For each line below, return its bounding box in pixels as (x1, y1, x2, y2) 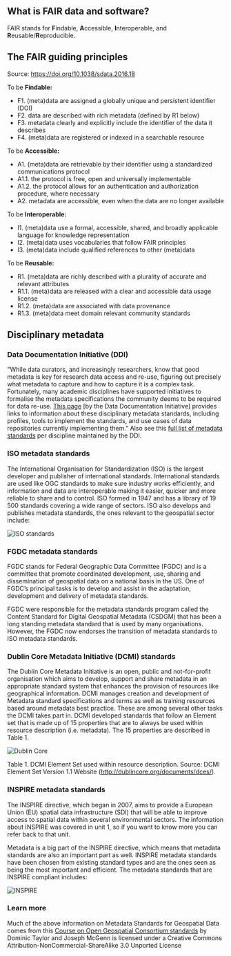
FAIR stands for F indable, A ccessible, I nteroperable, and (7, 24, 168, 32)
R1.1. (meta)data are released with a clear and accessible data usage (17, 287, 212, 295)
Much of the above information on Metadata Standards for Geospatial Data (7, 919, 219, 927)
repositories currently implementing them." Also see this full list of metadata (7, 424, 223, 433)
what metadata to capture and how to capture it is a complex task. (7, 380, 195, 388)
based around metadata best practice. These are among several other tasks (7, 704, 223, 713)
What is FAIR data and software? (7, 6, 150, 17)
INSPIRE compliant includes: (7, 872, 88, 881)
